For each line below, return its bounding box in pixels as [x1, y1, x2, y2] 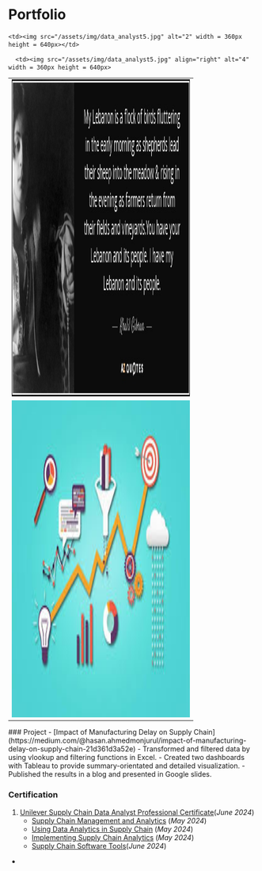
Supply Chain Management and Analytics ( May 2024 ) [31, 816, 207, 825]
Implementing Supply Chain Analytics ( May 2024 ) [31, 832, 195, 842]
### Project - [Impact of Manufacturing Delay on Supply [8, 728, 192, 737]
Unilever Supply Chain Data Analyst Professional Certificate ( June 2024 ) [19, 807, 255, 817]
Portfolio [8, 6, 66, 24]
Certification [8, 789, 59, 800]
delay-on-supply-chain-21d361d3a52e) [8, 744, 136, 754]
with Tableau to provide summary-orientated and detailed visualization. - [8, 761, 245, 770]
